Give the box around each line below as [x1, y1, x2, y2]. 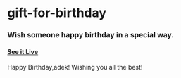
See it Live [7, 47, 39, 56]
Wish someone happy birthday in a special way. [7, 30, 174, 40]
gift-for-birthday [7, 5, 107, 21]
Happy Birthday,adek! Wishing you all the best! [7, 63, 143, 72]
